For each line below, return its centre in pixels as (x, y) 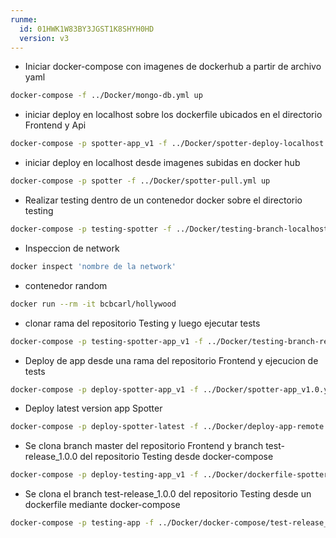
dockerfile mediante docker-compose (102, 505)
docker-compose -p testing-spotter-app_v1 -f (106, 341)
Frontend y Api (55, 125)
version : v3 (44, 38)
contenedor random (66, 285)
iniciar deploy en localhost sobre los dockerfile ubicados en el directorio (173, 115)
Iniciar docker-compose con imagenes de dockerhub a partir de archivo (173, 67)
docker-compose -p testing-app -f (82, 523)
